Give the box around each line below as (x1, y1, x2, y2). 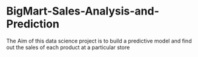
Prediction (6, 17, 59, 31)
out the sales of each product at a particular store (6, 44, 130, 51)
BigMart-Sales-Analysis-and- (6, 4, 159, 18)
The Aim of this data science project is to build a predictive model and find (6, 37, 192, 44)
